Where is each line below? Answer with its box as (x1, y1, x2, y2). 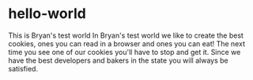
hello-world (8, 5, 87, 23)
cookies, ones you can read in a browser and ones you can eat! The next (8, 38, 245, 48)
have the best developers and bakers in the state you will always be (8, 56, 228, 65)
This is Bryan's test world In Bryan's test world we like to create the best (8, 31, 244, 40)
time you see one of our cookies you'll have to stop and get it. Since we (8, 47, 241, 56)
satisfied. (8, 64, 38, 73)
